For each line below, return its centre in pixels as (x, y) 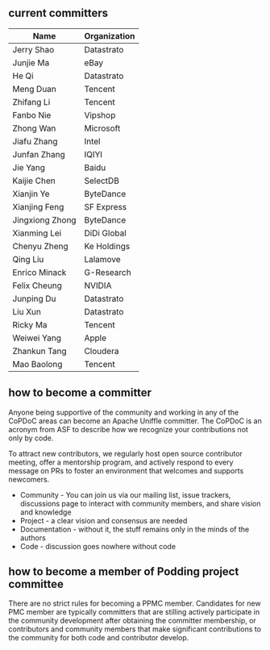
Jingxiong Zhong (44, 219)
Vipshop (100, 115)
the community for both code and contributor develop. (99, 638)
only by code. (31, 438)
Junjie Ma (31, 62)
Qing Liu (28, 259)
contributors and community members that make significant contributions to (135, 629)
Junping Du (34, 298)
